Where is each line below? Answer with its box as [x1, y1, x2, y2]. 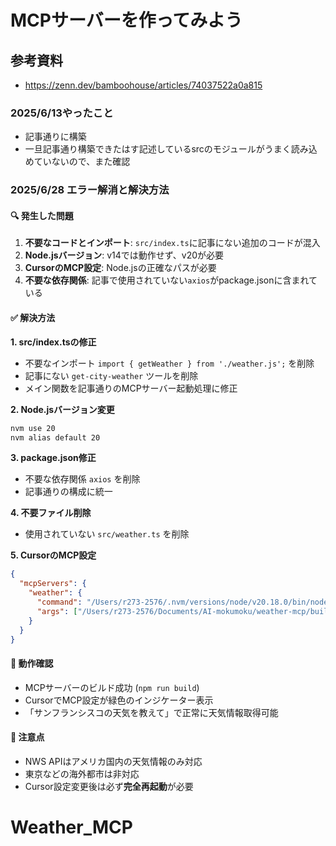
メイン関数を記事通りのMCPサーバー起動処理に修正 [24, 382, 238, 394]
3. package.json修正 [10, 452, 97, 464]
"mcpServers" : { [19, 579, 87, 589]
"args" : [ [36, 606, 78, 616]
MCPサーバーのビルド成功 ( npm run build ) [24, 681, 200, 693]
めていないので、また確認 [24, 156, 131, 168]
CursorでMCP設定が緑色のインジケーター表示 [24, 694, 214, 706]
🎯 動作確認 [10, 657, 54, 669]
